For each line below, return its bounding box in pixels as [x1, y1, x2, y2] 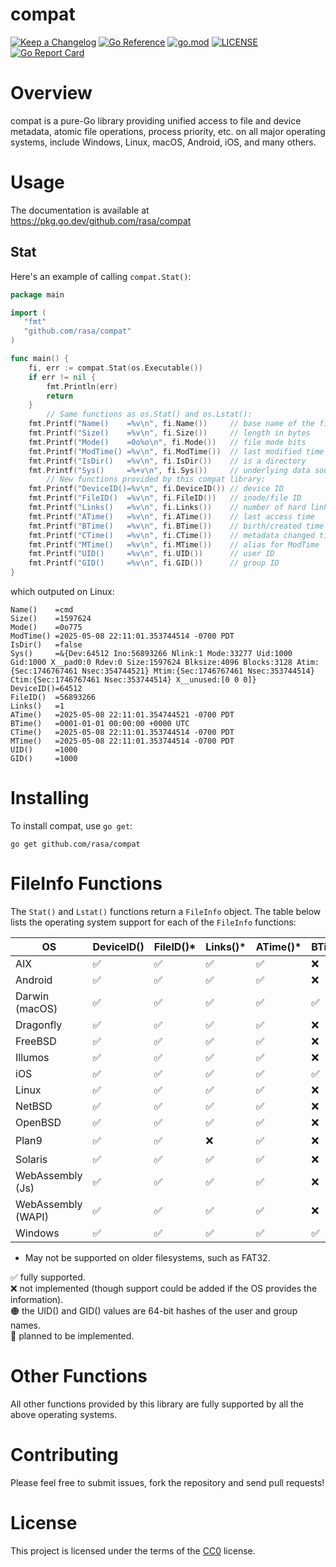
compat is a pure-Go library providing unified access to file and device [10, 114, 302, 127]
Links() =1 [10, 701, 65, 711]
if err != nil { [28, 372, 97, 382]
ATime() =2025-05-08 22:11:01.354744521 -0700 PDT [10, 710, 235, 720]
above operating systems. [10, 1408, 118, 1420]
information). [10, 1293, 64, 1305]
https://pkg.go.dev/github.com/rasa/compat [10, 214, 192, 227]
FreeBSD [15, 1034, 57, 1048]
